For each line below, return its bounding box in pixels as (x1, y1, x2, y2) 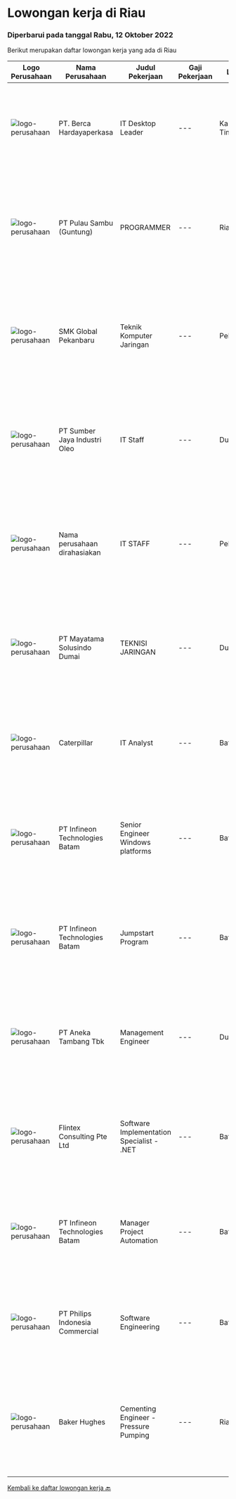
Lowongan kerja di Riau (7, 5, 146, 21)
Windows (119, 837, 151, 847)
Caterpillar (58, 738, 93, 748)
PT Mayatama (58, 634, 105, 644)
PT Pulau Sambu (58, 218, 114, 228)
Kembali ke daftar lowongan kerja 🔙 (7, 1483, 111, 1492)
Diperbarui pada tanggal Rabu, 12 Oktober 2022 (7, 30, 173, 40)
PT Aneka (58, 1028, 91, 1037)
